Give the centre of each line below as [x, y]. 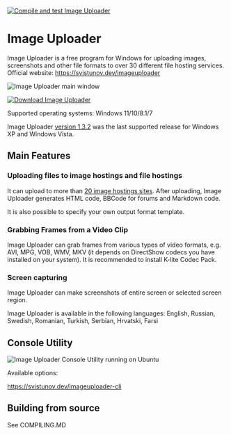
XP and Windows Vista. [41, 134]
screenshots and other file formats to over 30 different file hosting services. [116, 65]
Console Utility [40, 343]
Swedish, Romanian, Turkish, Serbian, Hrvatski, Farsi [83, 321]
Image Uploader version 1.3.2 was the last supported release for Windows [113, 126]
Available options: [33, 373]
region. [17, 300]
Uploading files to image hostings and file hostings [95, 176]
